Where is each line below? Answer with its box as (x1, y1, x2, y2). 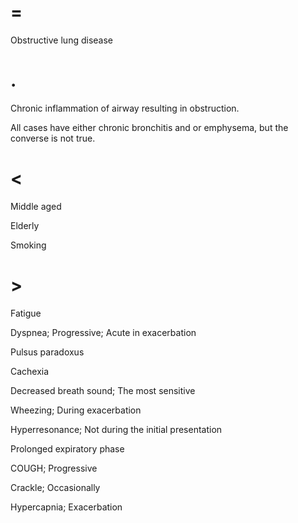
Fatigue (10, 307, 42, 319)
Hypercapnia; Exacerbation (10, 501, 123, 513)
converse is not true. (10, 132, 96, 144)
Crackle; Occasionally (10, 481, 101, 493)
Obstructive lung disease (10, 34, 113, 46)
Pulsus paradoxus (10, 346, 85, 358)
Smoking (10, 239, 47, 251)
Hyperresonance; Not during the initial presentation (10, 423, 223, 435)
